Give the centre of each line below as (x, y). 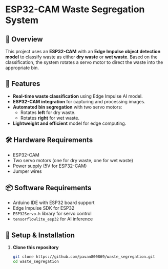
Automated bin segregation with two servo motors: (67, 107)
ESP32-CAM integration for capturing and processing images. (79, 101)
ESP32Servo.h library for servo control (52, 214)
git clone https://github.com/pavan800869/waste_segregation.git (84, 257)
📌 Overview (24, 39)
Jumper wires (27, 171)
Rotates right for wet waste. (50, 118)
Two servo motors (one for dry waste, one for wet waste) (73, 160)
